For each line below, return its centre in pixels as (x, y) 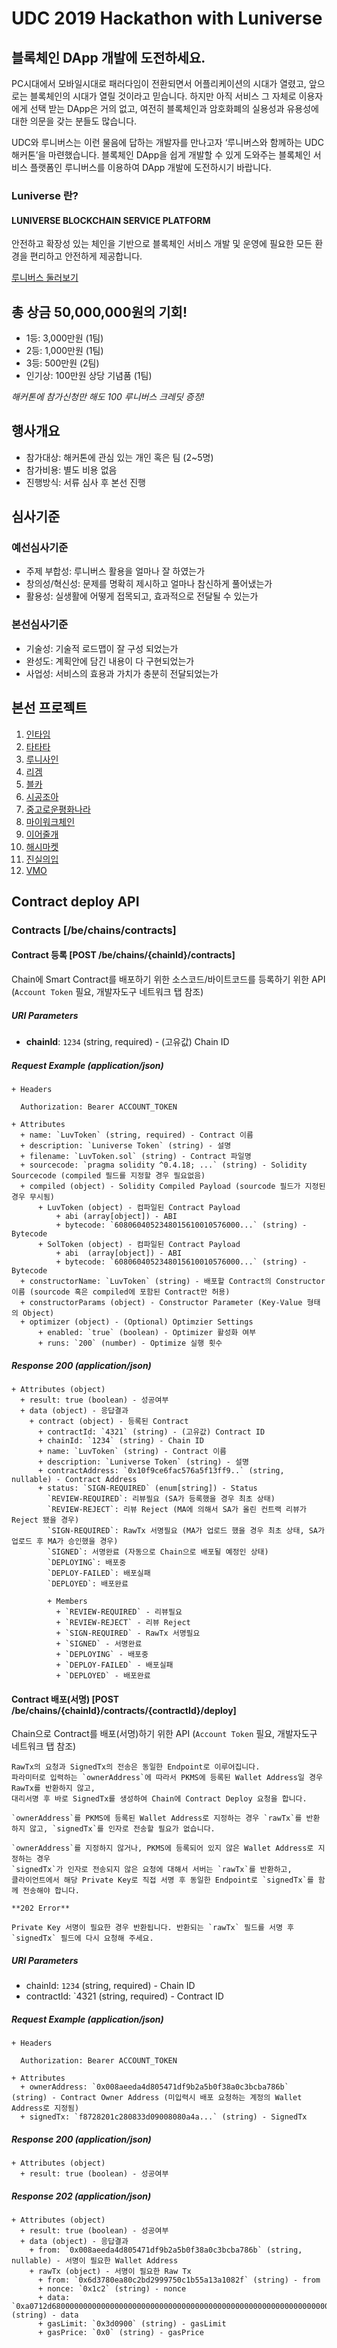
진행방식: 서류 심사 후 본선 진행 (85, 482)
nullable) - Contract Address (74, 1479)
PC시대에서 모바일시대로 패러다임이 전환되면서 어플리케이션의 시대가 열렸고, (159, 83)
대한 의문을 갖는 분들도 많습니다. (74, 121)
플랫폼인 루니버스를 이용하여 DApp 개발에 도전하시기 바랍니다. (150, 167)
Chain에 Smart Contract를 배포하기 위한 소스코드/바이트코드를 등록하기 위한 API (168, 979)
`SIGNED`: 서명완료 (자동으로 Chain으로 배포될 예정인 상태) (158, 1552)
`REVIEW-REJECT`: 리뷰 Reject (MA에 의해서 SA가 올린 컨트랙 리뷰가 (177, 1509)
